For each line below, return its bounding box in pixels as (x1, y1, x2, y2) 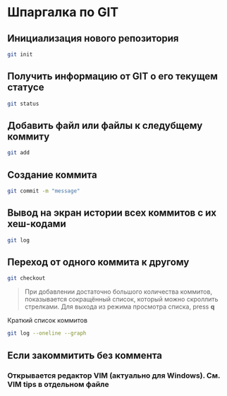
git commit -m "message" (7, 187, 80, 194)
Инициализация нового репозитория (7, 32, 179, 44)
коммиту (7, 130, 50, 142)
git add (7, 149, 30, 156)
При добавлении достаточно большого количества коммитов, (24, 287, 213, 296)
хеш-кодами (7, 218, 66, 230)
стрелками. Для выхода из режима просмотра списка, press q (24, 302, 215, 311)
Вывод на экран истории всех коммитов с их (7, 207, 217, 219)
